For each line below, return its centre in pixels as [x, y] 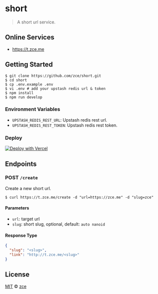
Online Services [30, 37]
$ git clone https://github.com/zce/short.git [53, 76]
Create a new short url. [28, 188]
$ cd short [16, 80]
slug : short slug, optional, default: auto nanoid [59, 224]
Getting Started [29, 65]
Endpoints [21, 164]
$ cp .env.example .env [29, 84]
